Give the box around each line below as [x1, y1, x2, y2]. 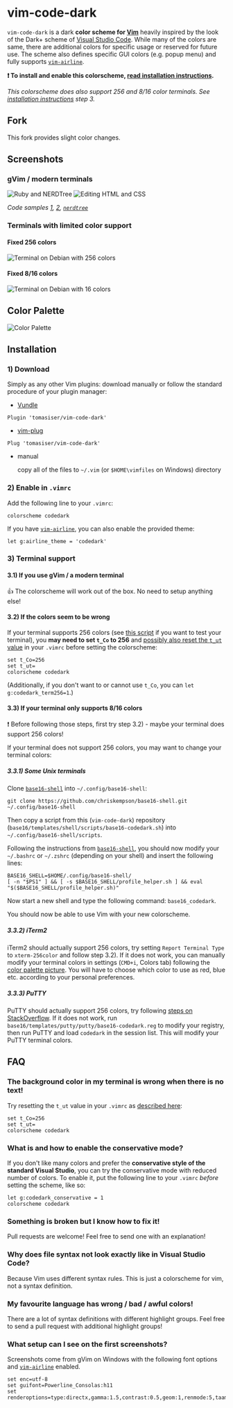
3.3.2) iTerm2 [7, 926, 47, 934]
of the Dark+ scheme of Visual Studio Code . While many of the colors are [7, 35, 217, 43]
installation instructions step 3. [7, 94, 96, 103]
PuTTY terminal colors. [7, 1036, 73, 1044]
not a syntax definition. [7, 1282, 73, 1290]
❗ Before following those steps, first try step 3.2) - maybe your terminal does [7, 720, 225, 729]
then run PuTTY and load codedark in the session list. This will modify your [7, 1029, 219, 1036]
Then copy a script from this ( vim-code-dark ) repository [7, 816, 166, 825]
